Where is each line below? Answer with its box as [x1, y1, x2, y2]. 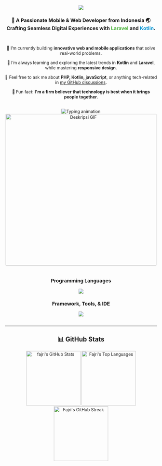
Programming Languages [50, 277, 112, 284]
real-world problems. [60, 50, 102, 56]
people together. [64, 94, 98, 100]
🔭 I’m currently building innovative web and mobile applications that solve [6, 45, 156, 51]
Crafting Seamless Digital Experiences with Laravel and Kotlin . [6, 25, 156, 32]
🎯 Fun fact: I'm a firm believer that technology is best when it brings [12, 89, 150, 95]
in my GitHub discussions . [55, 80, 107, 85]
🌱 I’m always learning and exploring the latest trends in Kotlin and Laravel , [7, 60, 155, 65]
